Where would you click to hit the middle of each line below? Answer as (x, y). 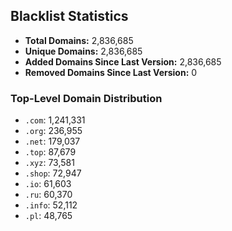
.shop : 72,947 (53, 173)
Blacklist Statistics (69, 16)
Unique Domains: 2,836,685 (83, 51)
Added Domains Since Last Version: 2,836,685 (123, 61)
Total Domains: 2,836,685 (79, 40)
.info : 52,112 (51, 205)
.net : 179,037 (52, 141)
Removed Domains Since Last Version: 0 (111, 72)
